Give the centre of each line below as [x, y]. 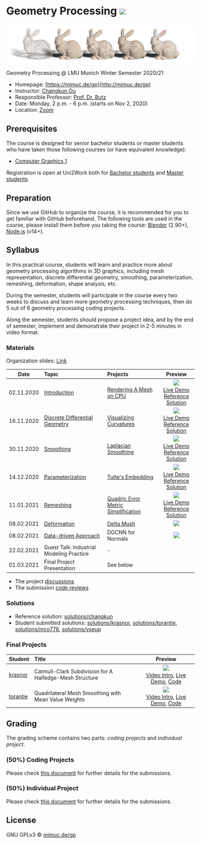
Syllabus [23, 250]
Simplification [124, 511]
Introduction [59, 392]
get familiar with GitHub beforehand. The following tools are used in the [94, 219]
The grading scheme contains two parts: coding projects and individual [94, 738]
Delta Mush [121, 524]
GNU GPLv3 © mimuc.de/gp [41, 834]
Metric [115, 505]
